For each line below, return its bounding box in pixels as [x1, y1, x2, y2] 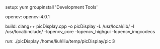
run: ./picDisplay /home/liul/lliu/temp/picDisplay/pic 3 [5, 38, 115, 44]
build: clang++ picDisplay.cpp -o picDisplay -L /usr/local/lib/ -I [5, 23, 135, 29]
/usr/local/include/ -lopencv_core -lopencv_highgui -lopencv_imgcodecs [5, 29, 155, 34]
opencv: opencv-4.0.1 [5, 14, 50, 19]
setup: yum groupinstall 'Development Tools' [5, 4, 98, 10]
